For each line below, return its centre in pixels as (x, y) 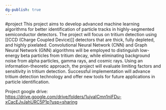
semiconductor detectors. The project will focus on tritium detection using (81, 34)
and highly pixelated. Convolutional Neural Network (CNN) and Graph (76, 45)
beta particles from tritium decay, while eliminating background (85, 55)
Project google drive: (27, 91)
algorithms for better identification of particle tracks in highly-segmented (80, 29)
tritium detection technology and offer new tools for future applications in (80, 76)
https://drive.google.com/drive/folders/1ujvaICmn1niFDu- (63, 97)
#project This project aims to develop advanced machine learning (73, 24)
